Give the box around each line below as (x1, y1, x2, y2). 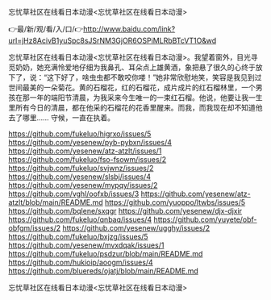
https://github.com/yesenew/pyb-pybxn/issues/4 (8, 138, 172, 147)
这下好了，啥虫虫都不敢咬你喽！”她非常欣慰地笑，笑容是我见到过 (47, 73, 262, 82)
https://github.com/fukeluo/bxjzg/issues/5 (8, 232, 148, 241)
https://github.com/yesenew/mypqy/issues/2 (8, 181, 158, 190)
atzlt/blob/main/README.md (8, 198, 103, 207)
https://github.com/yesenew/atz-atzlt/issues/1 (8, 146, 162, 156)
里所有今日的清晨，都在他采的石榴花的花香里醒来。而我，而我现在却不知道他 (8, 103, 263, 112)
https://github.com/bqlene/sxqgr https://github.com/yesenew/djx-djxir (8, 206, 243, 215)
